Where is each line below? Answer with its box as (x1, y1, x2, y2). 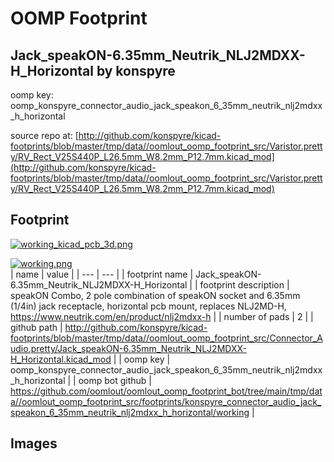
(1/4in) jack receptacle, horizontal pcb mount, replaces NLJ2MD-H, (10, 300, 287, 312)
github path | (10, 321, 63, 333)
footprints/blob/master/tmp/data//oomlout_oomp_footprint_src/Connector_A (10, 332, 323, 344)
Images (10, 435, 58, 452)
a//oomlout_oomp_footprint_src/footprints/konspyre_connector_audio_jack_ (10, 395, 322, 407)
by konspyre (96, 62, 176, 79)
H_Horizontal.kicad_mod (10, 353, 112, 365)
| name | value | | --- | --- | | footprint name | (10, 268, 194, 280)
